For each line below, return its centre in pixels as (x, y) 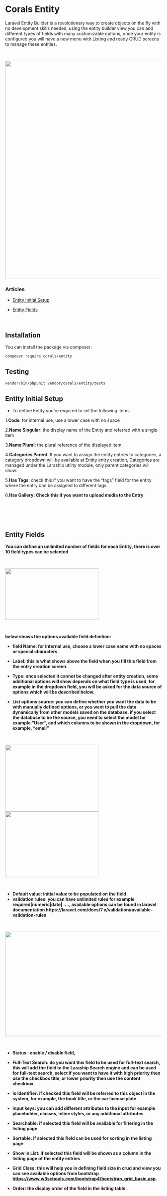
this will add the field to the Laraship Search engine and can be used (84, 1068)
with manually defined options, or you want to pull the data (74, 707)
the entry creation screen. (40, 667)
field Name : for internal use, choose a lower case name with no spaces (87, 646)
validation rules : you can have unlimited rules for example (74, 899)
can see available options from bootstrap (56, 1174)
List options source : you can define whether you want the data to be (84, 702)
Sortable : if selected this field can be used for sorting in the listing (82, 1138)
